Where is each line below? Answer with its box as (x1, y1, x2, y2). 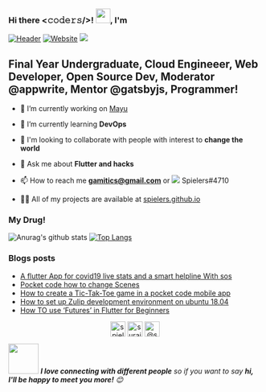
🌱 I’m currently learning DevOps (19, 119, 127, 129)
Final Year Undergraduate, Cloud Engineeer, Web (8, 57, 259, 71)
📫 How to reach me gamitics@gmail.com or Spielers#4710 (19, 175, 229, 185)
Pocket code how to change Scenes (19, 279, 140, 289)
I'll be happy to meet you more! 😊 (8, 374, 124, 384)
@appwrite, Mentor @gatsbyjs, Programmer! (8, 82, 239, 96)
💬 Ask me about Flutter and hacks (19, 159, 134, 169)
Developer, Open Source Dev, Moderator (8, 69, 215, 84)
